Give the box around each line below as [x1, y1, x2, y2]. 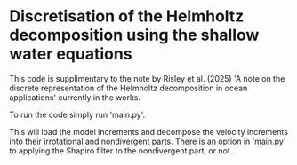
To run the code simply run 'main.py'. [9, 109, 145, 120]
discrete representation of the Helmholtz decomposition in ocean [9, 82, 248, 93]
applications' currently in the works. [9, 91, 140, 103]
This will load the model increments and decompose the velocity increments [9, 126, 289, 137]
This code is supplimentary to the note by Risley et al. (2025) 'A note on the [9, 73, 285, 83]
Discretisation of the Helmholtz [9, 6, 245, 27]
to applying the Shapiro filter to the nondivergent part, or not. [9, 145, 233, 156]
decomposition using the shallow [9, 25, 260, 45]
